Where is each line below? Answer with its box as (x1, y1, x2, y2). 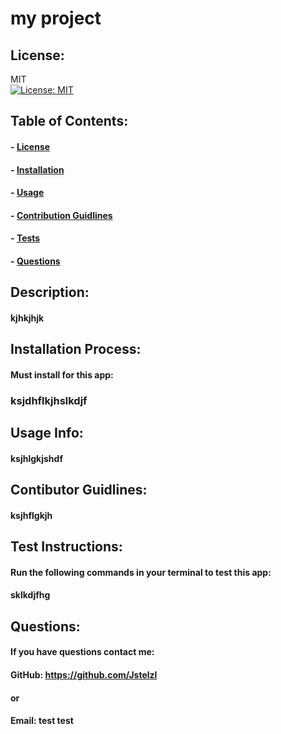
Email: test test (10, 715, 74, 727)
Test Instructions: (10, 538, 123, 556)
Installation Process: (10, 341, 142, 358)
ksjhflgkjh (10, 509, 53, 521)
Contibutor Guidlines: (10, 482, 148, 499)
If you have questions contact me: (10, 646, 155, 658)
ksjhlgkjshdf (10, 452, 63, 464)
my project (10, 7, 102, 30)
